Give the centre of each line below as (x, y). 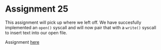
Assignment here (22, 42)
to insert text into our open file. (36, 33)
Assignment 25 (37, 9)
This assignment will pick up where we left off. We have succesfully (73, 22)
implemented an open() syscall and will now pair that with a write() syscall (81, 27)
